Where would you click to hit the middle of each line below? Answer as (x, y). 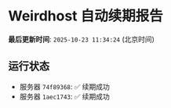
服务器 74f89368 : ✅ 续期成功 (64, 86)
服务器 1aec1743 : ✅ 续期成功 (64, 96)
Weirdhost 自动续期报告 (85, 16)
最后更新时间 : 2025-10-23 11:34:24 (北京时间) (82, 39)
